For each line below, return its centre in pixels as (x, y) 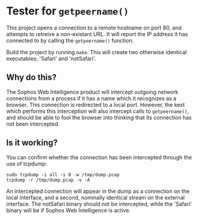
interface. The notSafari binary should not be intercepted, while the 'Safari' (99, 204)
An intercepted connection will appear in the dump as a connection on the (98, 191)
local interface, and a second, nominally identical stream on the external (96, 197)
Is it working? (32, 143)
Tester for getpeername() (68, 11)
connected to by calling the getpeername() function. (70, 40)
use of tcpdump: (27, 163)
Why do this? (32, 77)
